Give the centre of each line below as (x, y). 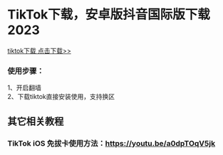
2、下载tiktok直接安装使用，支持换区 (61, 97)
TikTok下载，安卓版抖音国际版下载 (109, 15)
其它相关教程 (36, 121)
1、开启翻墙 (24, 88)
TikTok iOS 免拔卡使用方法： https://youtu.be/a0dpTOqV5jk (111, 143)
